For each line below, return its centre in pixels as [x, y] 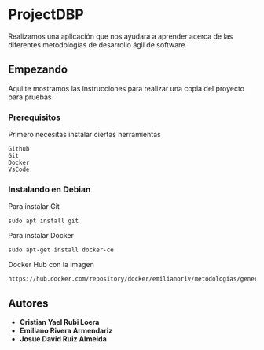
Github [19, 149]
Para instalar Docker [41, 236]
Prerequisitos [35, 117]
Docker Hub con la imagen [51, 265]
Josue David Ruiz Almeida [63, 339]
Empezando [38, 70]
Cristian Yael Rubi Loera [59, 322]
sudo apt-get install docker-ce [61, 250]
